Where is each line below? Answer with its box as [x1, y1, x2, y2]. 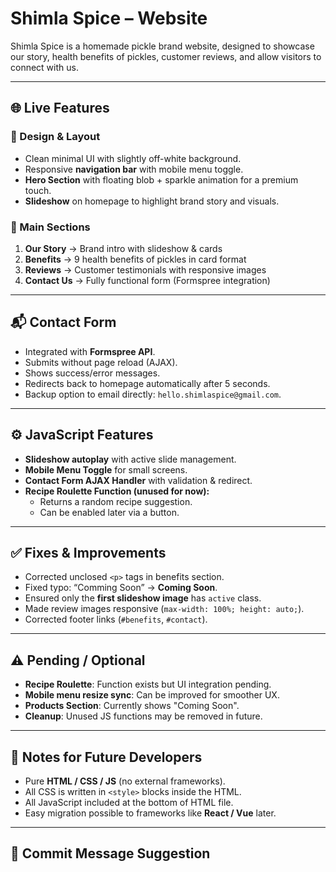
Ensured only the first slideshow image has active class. [24, 592, 262, 604]
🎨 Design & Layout [10, 130, 101, 144]
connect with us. [10, 61, 79, 73]
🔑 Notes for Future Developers [10, 748, 203, 766]
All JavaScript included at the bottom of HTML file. [24, 796, 234, 808]
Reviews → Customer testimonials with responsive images [24, 263, 267, 276]
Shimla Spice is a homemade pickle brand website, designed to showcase [10, 40, 315, 52]
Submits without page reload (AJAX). [24, 356, 178, 368]
